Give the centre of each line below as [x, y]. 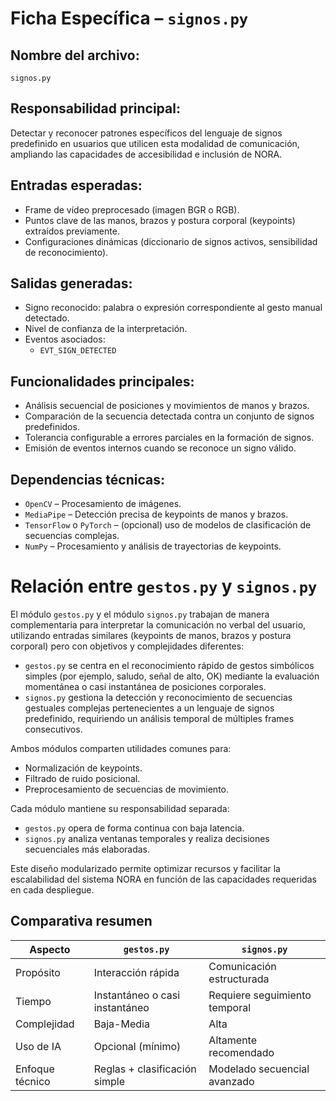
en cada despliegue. [52, 890]
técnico [33, 1081]
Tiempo [33, 1001]
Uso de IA [38, 1046]
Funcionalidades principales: [102, 381]
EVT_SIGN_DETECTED [78, 351]
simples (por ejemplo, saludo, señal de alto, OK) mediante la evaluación [172, 676]
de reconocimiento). [66, 252]
